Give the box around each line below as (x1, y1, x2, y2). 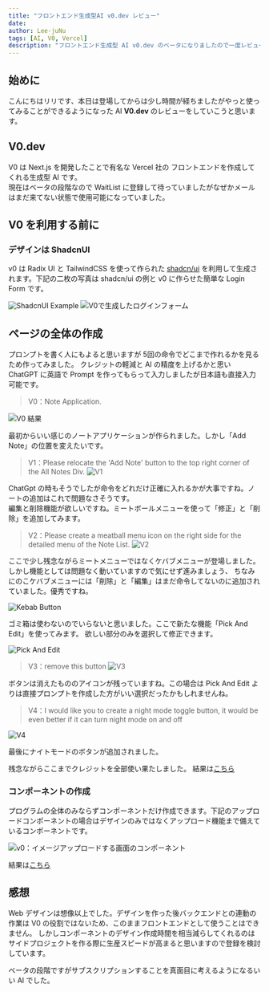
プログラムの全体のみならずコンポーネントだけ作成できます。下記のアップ (8, 806, 253, 815)
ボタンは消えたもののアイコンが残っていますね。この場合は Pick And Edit (8, 679, 250, 689)
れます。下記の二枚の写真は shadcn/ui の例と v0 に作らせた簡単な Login (8, 274, 246, 283)
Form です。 (8, 284, 48, 294)
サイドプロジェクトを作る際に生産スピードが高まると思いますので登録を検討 (8, 938, 261, 948)
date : (8, 19, 26, 27)
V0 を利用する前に (8, 218, 100, 232)
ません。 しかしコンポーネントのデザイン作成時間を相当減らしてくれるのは (8, 929, 255, 938)
